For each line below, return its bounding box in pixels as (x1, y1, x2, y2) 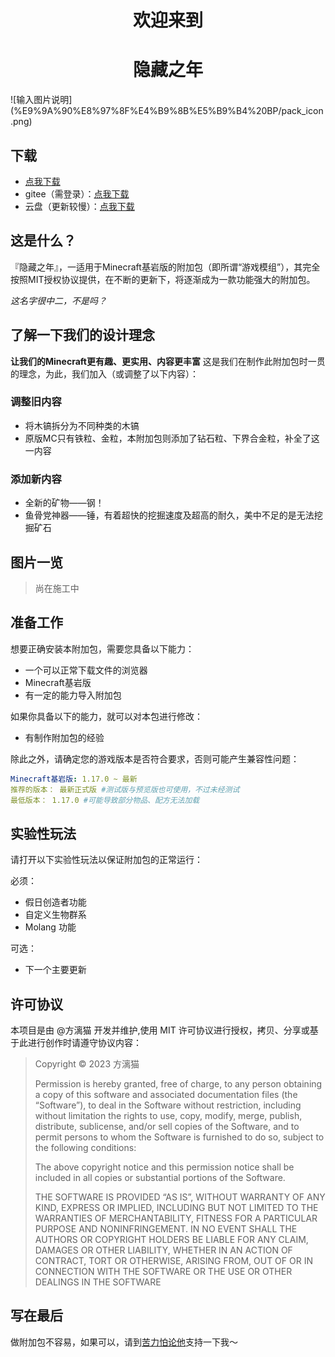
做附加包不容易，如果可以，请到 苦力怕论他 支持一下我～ (10, 1336, 238, 1348)
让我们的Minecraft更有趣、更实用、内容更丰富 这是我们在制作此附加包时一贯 (10, 355, 326, 367)
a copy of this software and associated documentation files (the (34, 1089, 298, 1101)
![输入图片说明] (10, 94, 73, 106)
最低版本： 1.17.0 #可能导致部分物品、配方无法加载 (10, 795, 200, 805)
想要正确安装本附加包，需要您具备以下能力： (10, 642, 195, 655)
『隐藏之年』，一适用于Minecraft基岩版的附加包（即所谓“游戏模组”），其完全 (10, 261, 321, 273)
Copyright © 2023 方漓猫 (34, 1058, 140, 1070)
